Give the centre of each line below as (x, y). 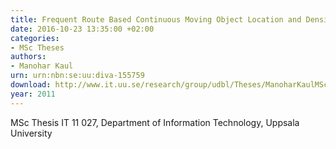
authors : (28, 57)
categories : (35, 38)
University (31, 133)
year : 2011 (33, 94)
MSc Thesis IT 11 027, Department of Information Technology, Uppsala (155, 122)
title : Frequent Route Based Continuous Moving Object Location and (156, 19)
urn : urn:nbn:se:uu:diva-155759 (77, 76)
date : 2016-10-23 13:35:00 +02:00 (82, 29)
